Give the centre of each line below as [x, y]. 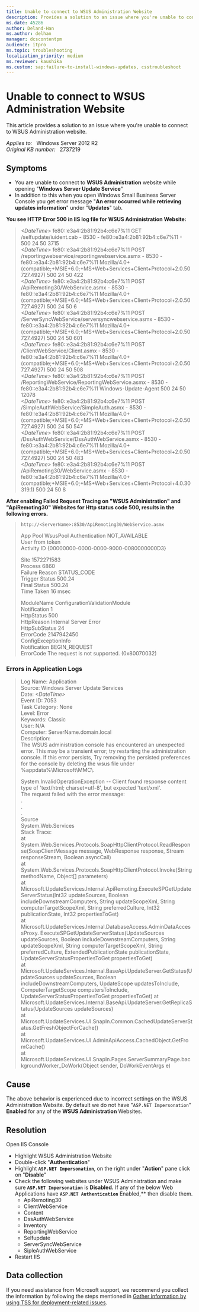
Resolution [26, 1130]
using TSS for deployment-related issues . [57, 1302]
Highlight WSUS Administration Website [63, 1156]
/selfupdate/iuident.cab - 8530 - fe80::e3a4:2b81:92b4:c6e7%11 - [101, 237]
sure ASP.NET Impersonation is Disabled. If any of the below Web [94, 1188]
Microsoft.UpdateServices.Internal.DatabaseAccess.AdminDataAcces [106, 927]
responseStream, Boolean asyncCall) [66, 857]
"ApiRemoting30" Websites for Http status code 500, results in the [90, 507]
